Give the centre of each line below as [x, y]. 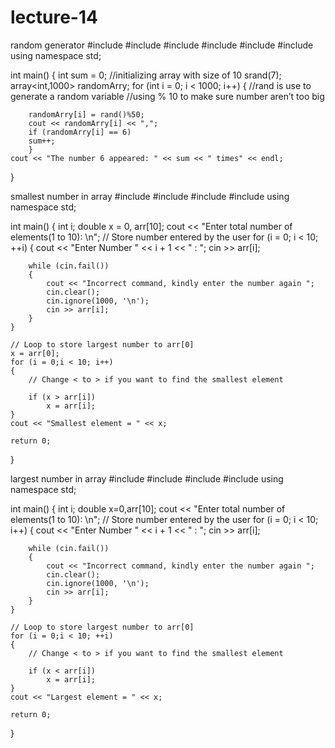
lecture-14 [54, 17]
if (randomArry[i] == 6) [80, 132]
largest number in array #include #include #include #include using [147, 478]
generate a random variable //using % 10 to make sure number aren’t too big [167, 96]
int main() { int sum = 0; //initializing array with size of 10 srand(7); [146, 75]
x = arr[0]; [35, 353]
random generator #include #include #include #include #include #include [162, 45]
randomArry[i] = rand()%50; [86, 114]
